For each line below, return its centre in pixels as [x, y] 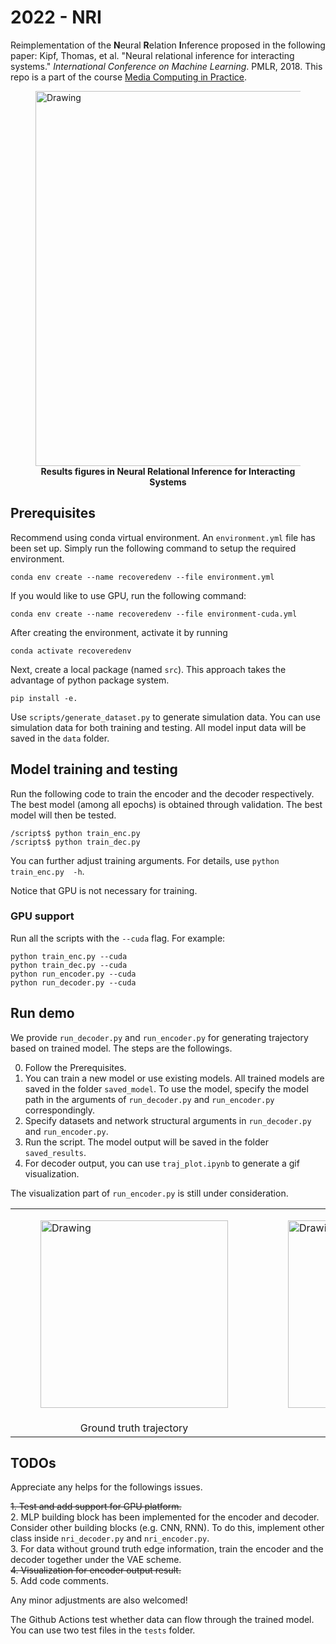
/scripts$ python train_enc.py [75, 833]
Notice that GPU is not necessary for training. [104, 890]
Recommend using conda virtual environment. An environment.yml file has [163, 537]
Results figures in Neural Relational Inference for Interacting [168, 471]
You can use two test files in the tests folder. [103, 1630]
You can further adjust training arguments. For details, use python [145, 860]
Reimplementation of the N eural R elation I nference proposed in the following [168, 45]
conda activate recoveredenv [71, 651]
